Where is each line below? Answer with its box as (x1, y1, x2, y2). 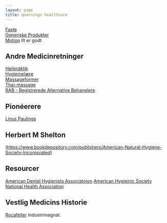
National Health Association (5, 183, 64, 189)
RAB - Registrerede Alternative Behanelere (5, 87, 95, 94)
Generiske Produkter (5, 32, 49, 38)
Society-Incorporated (5, 149, 51, 155)
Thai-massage (5, 82, 36, 88)
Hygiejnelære (5, 71, 34, 77)
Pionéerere (5, 102, 41, 110)
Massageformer (5, 76, 39, 82)
